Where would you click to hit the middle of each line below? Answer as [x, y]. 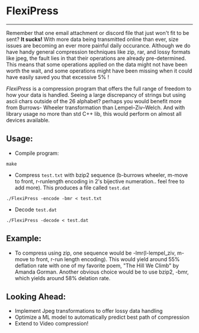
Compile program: [37, 153]
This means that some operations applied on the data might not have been [97, 64]
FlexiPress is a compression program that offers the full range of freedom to [99, 88]
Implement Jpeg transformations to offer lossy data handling [89, 311]
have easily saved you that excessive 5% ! [58, 77]
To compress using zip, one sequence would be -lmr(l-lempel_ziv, [95, 253]
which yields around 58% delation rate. [62, 278]
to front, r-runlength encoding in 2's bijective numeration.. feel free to [99, 181]
